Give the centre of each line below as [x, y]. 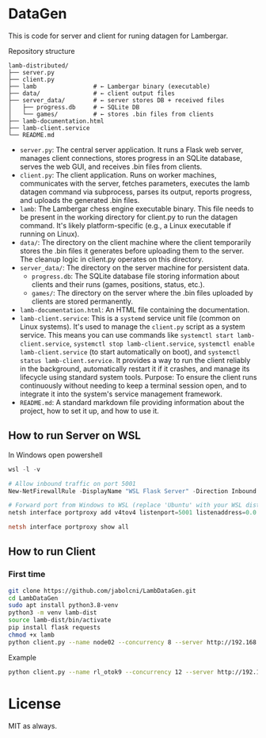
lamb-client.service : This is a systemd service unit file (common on [130, 318]
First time [27, 574]
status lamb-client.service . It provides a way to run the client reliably [135, 360]
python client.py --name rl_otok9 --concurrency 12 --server [111, 672]
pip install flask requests [55, 628]
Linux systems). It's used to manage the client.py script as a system [132, 327]
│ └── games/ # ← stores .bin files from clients [111, 114]
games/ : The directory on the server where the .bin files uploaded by [142, 293]
